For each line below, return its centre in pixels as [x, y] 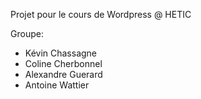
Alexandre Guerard [63, 74]
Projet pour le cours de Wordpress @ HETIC [101, 14]
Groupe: [27, 33]
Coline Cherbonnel [63, 63]
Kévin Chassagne [61, 53]
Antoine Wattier [57, 85]
